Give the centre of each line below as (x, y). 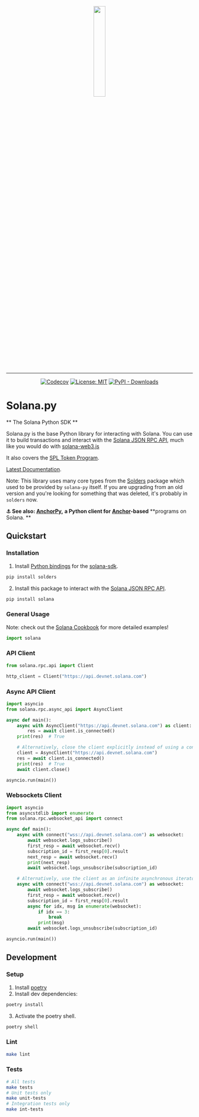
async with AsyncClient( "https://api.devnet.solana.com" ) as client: (105, 726)
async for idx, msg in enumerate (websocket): (85, 906)
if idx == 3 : (54, 912)
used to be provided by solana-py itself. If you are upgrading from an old (94, 487)
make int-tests (25, 1109)
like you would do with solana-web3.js (53, 446)
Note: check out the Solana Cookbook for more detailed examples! (87, 627)
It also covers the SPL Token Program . (53, 458)
